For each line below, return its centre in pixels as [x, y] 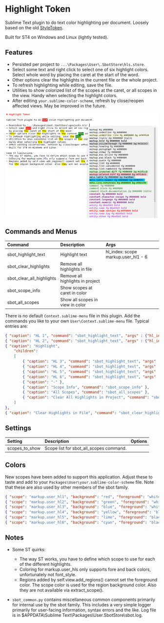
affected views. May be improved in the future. [59, 105]
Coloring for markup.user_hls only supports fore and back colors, [85, 569]
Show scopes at [76, 288]
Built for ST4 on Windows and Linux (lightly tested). [57, 37]
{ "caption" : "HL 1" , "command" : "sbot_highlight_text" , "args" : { [76, 335]
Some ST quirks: [29, 549]
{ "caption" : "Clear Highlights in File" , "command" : [61, 413]
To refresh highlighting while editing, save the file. [62, 85]
